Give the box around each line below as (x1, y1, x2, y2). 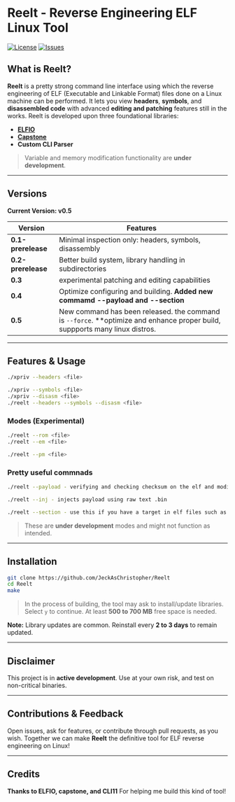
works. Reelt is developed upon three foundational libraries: (7, 111, 179, 120)
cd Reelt (7, 581, 33, 588)
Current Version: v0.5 (7, 206, 72, 215)
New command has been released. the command (59, 307, 220, 316)
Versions (7, 188, 48, 200)
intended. (24, 528, 52, 537)
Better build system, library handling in (59, 255, 185, 265)
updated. (7, 628, 34, 637)
